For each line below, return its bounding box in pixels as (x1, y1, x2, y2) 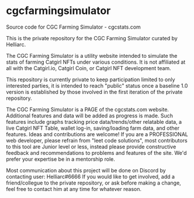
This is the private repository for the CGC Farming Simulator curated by (6, 34, 178, 41)
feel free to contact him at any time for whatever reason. (6, 185, 142, 192)
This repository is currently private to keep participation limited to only (6, 76, 175, 83)
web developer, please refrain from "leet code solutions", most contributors (6, 137, 188, 144)
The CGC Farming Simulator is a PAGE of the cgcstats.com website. (6, 106, 169, 113)
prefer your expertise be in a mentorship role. (6, 155, 116, 162)
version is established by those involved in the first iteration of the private (6, 88, 183, 95)
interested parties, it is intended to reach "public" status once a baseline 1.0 (6, 82, 188, 89)
